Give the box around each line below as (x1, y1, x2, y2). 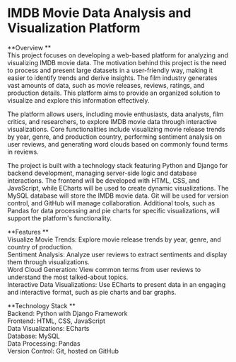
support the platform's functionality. (7, 214, 112, 222)
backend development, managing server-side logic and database (7, 169, 197, 177)
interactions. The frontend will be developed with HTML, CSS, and (7, 176, 200, 185)
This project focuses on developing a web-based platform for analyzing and (7, 51, 228, 60)
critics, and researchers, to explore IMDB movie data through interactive (7, 117, 218, 125)
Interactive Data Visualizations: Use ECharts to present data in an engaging (7, 280, 226, 288)
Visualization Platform (7, 20, 141, 36)
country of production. (7, 242, 73, 251)
